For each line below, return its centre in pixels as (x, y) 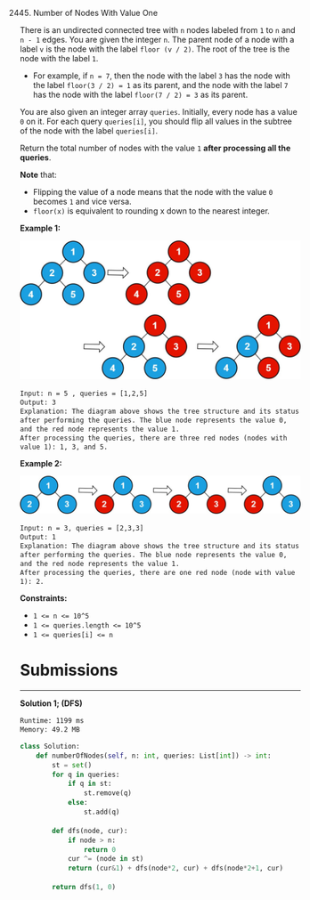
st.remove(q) (108, 793)
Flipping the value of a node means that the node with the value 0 (153, 192)
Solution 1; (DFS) (51, 703)
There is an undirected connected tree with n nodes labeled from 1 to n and (158, 30)
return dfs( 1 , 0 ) (84, 888)
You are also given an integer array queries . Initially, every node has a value (159, 112)
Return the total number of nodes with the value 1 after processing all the (155, 148)
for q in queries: (86, 774)
